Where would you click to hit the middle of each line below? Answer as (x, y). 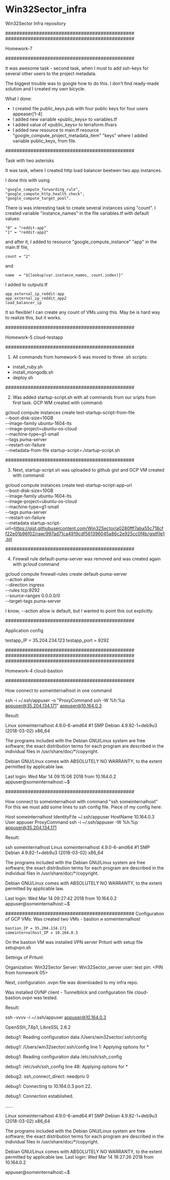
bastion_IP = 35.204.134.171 (36, 928)
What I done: (18, 99)
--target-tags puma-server (33, 601)
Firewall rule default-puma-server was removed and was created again (87, 559)
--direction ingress (25, 584)
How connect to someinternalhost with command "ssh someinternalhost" (81, 801)
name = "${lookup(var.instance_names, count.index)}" (64, 275)
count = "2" (18, 256)
